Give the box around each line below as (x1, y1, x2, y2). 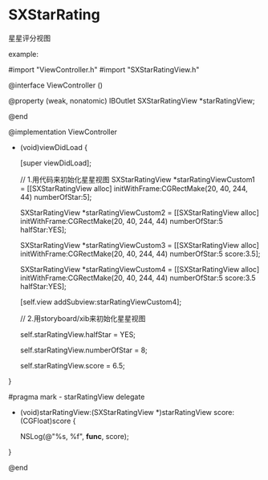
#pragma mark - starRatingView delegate (8, 392, 145, 401)
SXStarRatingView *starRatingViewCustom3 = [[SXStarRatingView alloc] (19, 240, 259, 250)
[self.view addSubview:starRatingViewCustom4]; (19, 297, 182, 307)
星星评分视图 (8, 33, 51, 43)
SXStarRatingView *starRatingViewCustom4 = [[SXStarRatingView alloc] (19, 264, 260, 274)
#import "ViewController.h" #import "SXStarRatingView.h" (8, 64, 200, 74)
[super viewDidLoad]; (19, 158, 92, 168)
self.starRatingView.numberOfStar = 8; (19, 345, 148, 355)
